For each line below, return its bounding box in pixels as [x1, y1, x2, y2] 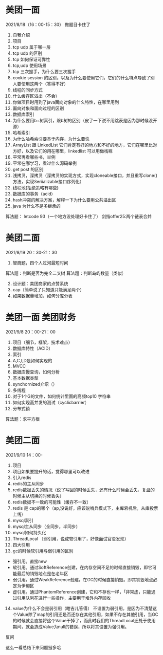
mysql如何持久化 [12, 529, 47, 535]
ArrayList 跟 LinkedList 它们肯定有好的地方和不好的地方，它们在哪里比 [12, 142, 153, 148]
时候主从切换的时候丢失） [12, 493, 64, 499]
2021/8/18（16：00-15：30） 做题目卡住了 [5, 22, 91, 27]
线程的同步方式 [12, 87, 43, 93]
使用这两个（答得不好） [21, 81, 69, 87]
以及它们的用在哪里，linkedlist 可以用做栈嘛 [25, 148, 113, 154]
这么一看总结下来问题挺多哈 [5, 644, 61, 650]
